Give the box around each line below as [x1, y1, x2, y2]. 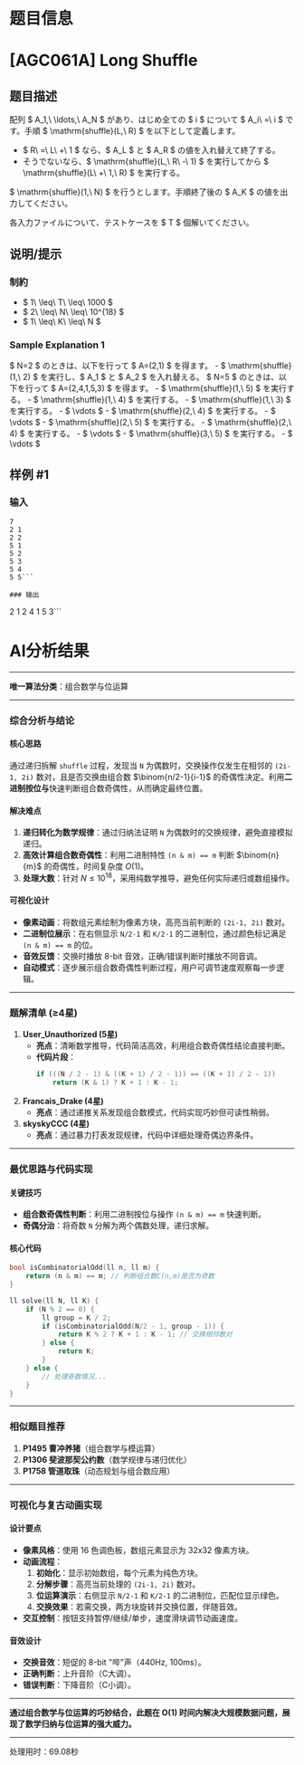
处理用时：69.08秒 [9, 1746, 80, 1757]
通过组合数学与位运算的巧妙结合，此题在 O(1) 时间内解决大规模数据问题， [9, 1707, 283, 1718]
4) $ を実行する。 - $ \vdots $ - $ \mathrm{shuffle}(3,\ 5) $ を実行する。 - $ [9, 428, 293, 439]
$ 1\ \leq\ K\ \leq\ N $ [22, 316, 101, 327]
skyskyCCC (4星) [22, 1119, 90, 1130]
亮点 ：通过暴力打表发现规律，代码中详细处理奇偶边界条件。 [35, 1130, 259, 1140]
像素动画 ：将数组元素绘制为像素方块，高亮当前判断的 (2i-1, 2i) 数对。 [22, 916, 290, 928]
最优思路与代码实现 [9, 1162, 93, 1175]
